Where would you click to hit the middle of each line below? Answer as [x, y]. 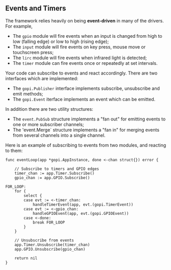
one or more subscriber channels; [48, 124]
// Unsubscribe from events [44, 240]
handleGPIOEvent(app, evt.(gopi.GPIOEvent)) [81, 213]
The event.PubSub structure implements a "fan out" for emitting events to [89, 119]
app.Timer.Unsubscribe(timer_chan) [52, 244]
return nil [26, 258]
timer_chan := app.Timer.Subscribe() [55, 173]
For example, [19, 26]
